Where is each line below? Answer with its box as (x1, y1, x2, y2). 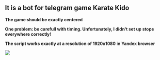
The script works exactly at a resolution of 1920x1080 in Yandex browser (5, 41, 155, 46)
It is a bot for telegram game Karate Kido (5, 4, 129, 12)
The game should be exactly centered (5, 16, 83, 22)
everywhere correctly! (5, 31, 51, 37)
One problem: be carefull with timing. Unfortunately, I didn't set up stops (5, 26, 154, 32)
